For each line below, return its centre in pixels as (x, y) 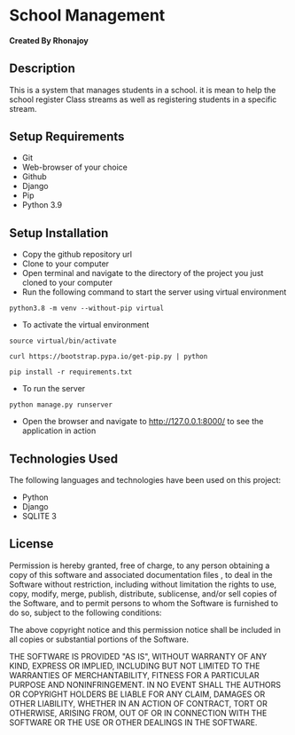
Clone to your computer (65, 264)
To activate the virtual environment (85, 325)
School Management (87, 16)
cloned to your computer (67, 283)
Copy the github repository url (77, 255)
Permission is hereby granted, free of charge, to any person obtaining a (140, 565)
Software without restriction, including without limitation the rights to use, (143, 584)
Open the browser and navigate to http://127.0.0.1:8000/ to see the (143, 422)
